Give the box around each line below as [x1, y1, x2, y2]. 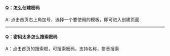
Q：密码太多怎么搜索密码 [5, 33, 58, 39]
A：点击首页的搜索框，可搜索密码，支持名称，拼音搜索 [5, 45, 119, 52]
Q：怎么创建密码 [5, 4, 40, 10]
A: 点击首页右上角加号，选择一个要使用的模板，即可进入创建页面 [5, 16, 140, 22]
